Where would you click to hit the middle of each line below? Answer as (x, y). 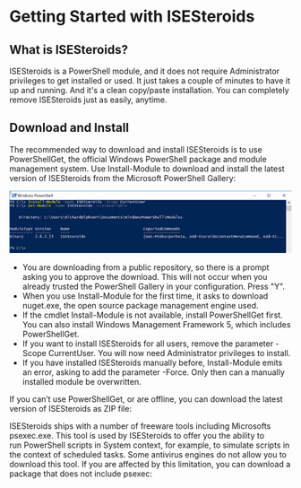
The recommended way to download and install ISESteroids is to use (136, 149)
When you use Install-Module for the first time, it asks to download (145, 296)
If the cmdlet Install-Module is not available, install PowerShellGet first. (153, 315)
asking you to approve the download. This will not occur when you (145, 277)
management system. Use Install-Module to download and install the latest (147, 169)
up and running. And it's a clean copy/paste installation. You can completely (149, 90)
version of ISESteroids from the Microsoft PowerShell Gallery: (123, 178)
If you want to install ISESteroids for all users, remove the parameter (148, 344)
